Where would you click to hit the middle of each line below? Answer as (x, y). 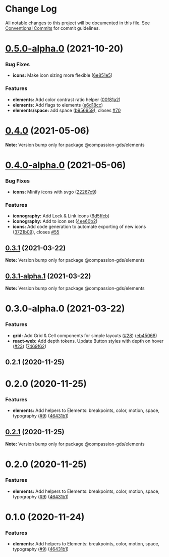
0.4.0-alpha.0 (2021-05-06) (66, 165)
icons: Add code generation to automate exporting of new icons (79, 227)
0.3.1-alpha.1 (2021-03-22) (48, 276)
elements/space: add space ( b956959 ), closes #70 (67, 110)
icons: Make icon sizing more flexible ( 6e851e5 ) (62, 75)
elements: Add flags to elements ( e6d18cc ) (58, 105)
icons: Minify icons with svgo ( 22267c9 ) (54, 192)
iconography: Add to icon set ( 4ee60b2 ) (55, 221)
